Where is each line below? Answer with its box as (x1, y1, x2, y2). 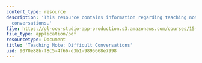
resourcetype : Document (6, 37, 66, 43)
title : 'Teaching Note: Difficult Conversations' (6, 43, 133, 49)
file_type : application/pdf (6, 31, 77, 37)
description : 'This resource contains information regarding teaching (6, 14, 187, 20)
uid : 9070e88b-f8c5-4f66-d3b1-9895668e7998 (6, 48, 117, 54)
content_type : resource (6, 8, 66, 15)
